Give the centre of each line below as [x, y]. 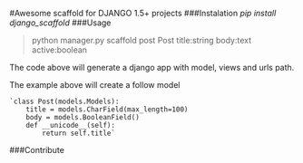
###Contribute [37, 150]
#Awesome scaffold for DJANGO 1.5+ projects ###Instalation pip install [143, 13]
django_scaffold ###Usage [60, 23]
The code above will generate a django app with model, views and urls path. [152, 67]
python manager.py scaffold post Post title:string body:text [142, 40]
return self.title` [79, 133]
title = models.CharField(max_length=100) [107, 110]
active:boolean [59, 50]
